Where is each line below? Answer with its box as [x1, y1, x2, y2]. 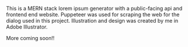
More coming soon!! [6, 35, 55, 41]
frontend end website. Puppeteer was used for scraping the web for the [6, 11, 180, 18]
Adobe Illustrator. [6, 23, 48, 30]
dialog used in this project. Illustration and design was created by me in [6, 17, 179, 24]
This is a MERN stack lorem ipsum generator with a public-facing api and [6, 5, 183, 12]
